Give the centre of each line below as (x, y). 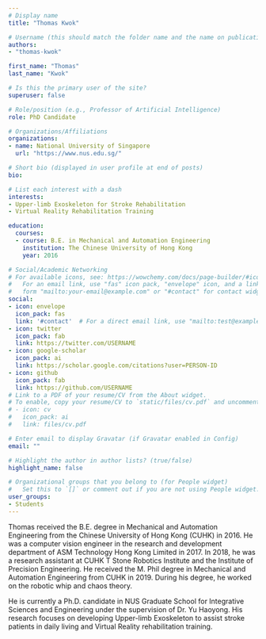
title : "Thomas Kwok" (44, 23)
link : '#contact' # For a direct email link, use (101, 321)
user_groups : (30, 497)
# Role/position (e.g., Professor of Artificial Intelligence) (115, 109)
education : (26, 226)
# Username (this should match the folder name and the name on (116, 37)
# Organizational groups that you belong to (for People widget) (118, 482)
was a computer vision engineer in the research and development (115, 543)
